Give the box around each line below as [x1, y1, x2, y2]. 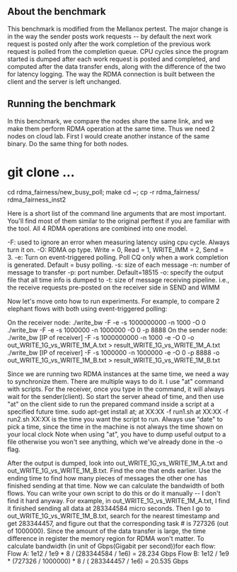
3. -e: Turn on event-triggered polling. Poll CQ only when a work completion [7, 253, 229, 261]
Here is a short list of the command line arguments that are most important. [7, 209, 226, 217]
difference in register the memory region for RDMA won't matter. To [7, 534, 204, 542]
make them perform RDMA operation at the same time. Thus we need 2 [7, 124, 216, 133]
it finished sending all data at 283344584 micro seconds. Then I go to [7, 504, 211, 512]
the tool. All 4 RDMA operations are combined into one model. [7, 224, 188, 233]
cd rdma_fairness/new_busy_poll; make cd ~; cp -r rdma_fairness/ [7, 187, 200, 196]
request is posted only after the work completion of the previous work [7, 39, 211, 48]
